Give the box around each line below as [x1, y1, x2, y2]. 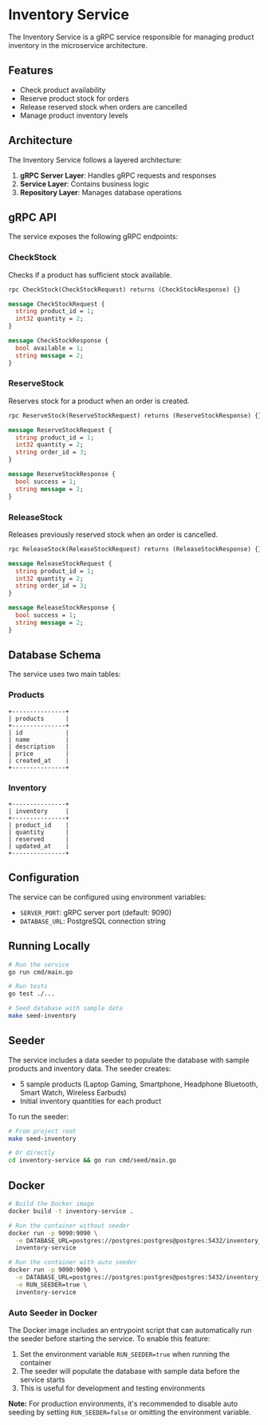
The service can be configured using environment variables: [8, 892, 207, 902]
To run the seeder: [8, 1111, 69, 1121]
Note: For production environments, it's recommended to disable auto [8, 1399, 238, 1408]
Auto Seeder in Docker [8, 1307, 98, 1318]
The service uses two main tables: [8, 670, 121, 679]
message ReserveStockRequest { [8, 426, 112, 434]
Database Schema [8, 648, 101, 662]
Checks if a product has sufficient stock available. [8, 270, 173, 279]
